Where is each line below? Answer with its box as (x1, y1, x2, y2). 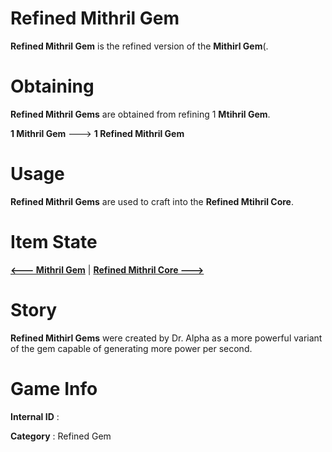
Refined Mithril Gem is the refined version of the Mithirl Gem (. (10, 40, 269, 52)
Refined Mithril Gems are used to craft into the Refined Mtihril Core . (10, 195, 294, 207)
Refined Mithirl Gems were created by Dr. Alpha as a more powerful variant (10, 332, 323, 344)
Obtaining (10, 75, 95, 98)
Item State (10, 231, 98, 253)
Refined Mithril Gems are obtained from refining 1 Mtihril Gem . (10, 108, 271, 120)
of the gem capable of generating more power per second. (10, 342, 253, 354)
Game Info (10, 377, 98, 400)
